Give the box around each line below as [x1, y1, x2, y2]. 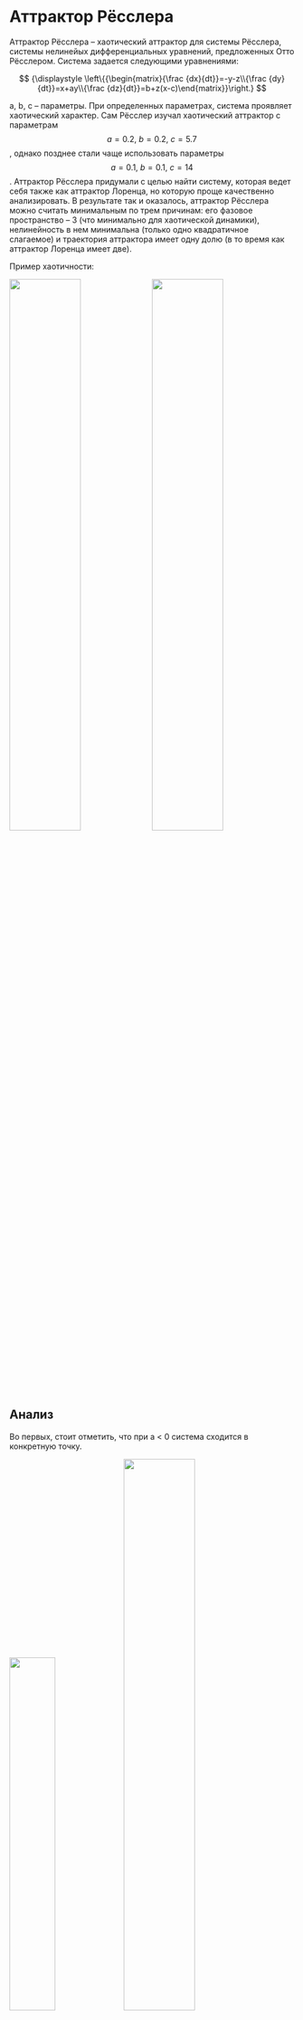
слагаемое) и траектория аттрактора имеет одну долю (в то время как [9, 233, 285, 244]
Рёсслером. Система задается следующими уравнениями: [9, 55, 240, 66]
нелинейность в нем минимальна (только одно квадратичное [9, 224, 249, 234]
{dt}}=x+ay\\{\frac [37, 82, 106, 93]
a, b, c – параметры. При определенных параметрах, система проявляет [9, 100, 292, 110]
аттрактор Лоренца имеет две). [9, 243, 133, 254]
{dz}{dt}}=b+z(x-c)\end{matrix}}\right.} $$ [107, 82, 267, 93]
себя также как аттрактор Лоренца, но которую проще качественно [9, 186, 274, 196]
